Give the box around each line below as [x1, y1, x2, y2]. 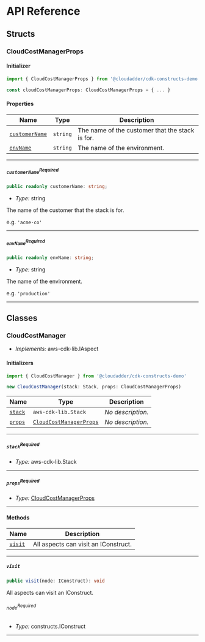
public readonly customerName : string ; [6, 184, 108, 190]
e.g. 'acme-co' [6, 219, 43, 226]
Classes [6, 313, 38, 323]
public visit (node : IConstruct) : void [6, 578, 105, 584]
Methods [6, 514, 30, 521]
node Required [6, 603, 37, 611]
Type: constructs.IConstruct [15, 623, 86, 630]
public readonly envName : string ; [6, 254, 95, 261]
